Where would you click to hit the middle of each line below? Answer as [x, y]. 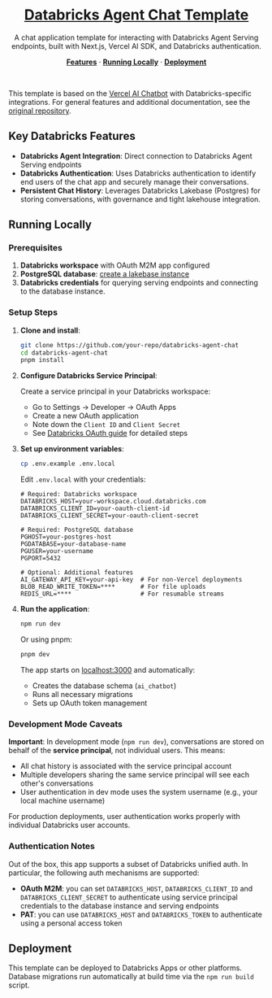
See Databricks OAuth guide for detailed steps [110, 434]
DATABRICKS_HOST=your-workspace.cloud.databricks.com [113, 502]
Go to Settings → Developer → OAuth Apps [104, 407]
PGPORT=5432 [40, 559]
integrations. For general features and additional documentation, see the [129, 102]
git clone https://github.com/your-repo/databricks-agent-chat [130, 345]
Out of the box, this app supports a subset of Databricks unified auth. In [128, 864]
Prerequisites [35, 248]
